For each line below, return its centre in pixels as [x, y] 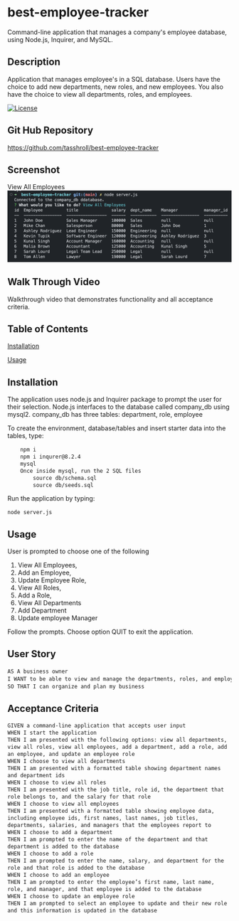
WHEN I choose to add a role [51, 854]
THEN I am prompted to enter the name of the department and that [108, 840]
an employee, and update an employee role [71, 755]
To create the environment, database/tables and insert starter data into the [117, 428]
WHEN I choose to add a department [60, 833]
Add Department [42, 611]
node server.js [30, 513]
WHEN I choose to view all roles [57, 783]
